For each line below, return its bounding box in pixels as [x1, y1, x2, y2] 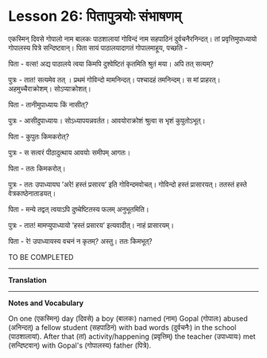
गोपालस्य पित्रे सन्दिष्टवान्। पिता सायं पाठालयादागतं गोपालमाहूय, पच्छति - [8, 43, 188, 53]
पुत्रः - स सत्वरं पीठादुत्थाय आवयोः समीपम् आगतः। [8, 148, 131, 157]
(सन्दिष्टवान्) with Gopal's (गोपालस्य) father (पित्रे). [8, 340, 152, 350]
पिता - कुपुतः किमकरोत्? [8, 132, 70, 141]
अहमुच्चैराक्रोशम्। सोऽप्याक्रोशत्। [8, 84, 91, 93]
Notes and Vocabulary [8, 298, 84, 308]
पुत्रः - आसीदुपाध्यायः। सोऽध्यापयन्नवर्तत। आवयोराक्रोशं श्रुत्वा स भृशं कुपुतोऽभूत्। [8, 116, 206, 125]
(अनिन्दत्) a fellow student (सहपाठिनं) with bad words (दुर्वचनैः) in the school [8, 322, 237, 332]
